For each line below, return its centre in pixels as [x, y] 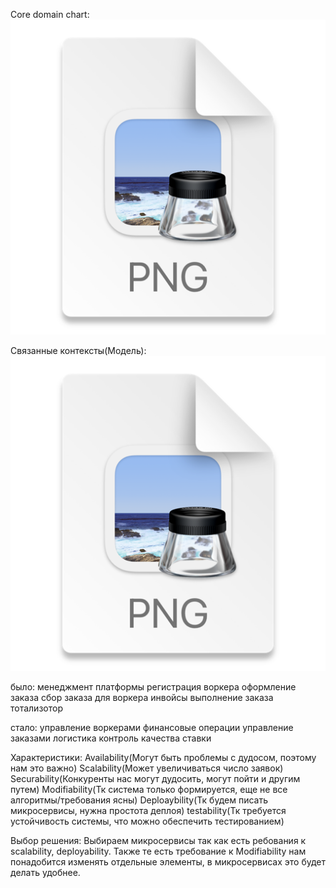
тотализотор [36, 708]
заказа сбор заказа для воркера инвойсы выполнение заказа [142, 697]
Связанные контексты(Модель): [78, 350]
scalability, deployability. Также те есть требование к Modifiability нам [158, 851]
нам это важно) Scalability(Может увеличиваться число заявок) [147, 768]
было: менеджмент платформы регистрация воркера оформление [153, 687]
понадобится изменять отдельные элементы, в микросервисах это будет [168, 862]
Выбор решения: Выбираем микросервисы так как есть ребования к [158, 840]
